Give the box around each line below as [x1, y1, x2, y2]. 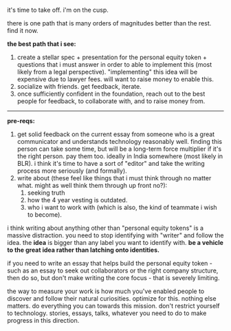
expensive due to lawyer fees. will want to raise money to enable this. [16, 75, 214, 83]
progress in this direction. [7, 317, 80, 324]
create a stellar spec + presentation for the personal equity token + [16, 53, 208, 61]
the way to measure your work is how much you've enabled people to [7, 287, 205, 295]
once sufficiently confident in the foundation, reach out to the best [16, 89, 206, 98]
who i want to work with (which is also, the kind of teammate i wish [27, 203, 218, 211]
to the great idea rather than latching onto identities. [7, 246, 160, 254]
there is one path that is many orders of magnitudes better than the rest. [7, 19, 212, 27]
